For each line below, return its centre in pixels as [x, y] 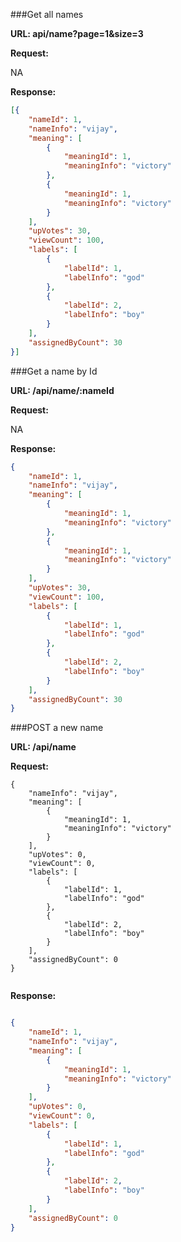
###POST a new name [57, 728]
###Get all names [47, 14]
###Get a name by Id [54, 371]
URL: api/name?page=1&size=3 [77, 33]
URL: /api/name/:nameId [62, 390]
